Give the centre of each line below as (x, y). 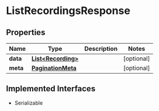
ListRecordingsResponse (68, 11)
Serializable (29, 103)
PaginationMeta (54, 68)
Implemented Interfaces (51, 89)
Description (101, 49)
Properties (26, 32)
